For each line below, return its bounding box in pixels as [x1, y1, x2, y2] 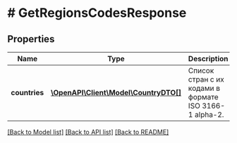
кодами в [188, 83, 221, 93]
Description [188, 54, 229, 63]
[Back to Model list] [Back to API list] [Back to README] [7, 128, 169, 136]
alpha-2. [195, 110, 224, 119]
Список [188, 66, 214, 75]
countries [11, 88, 44, 97]
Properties [7, 33, 55, 45]
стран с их [188, 75, 224, 84]
